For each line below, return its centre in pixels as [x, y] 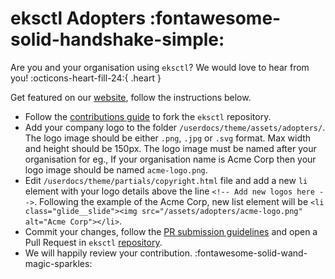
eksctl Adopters [78, 18]
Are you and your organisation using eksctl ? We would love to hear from [160, 67]
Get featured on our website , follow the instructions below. [131, 97]
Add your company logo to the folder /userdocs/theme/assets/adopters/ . [175, 127]
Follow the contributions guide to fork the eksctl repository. [148, 116]
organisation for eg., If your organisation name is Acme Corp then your [170, 159]
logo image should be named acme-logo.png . [116, 169]
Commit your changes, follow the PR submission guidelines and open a [171, 231]
